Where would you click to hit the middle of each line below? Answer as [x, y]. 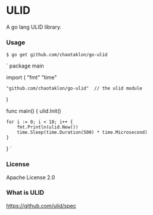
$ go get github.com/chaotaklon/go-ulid [57, 55]
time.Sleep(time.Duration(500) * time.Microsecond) [82, 133]
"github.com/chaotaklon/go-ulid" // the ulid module [74, 88]
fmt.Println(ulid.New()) [48, 127]
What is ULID [25, 193]
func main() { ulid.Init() [34, 111]
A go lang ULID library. [34, 27]
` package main [25, 66]
